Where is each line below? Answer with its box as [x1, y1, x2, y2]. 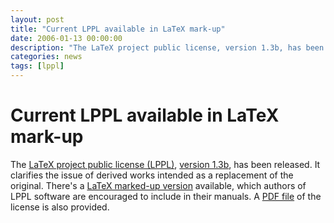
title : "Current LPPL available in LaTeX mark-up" [10, 24, 226, 34]
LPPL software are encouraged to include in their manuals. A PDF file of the [10, 190, 322, 202]
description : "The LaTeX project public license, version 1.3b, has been [10, 42, 325, 53]
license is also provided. [10, 201, 110, 213]
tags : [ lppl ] [10, 61, 65, 71]
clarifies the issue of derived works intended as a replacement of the [10, 169, 294, 181]
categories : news [10, 52, 83, 62]
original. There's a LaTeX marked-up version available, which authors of [10, 179, 307, 191]
